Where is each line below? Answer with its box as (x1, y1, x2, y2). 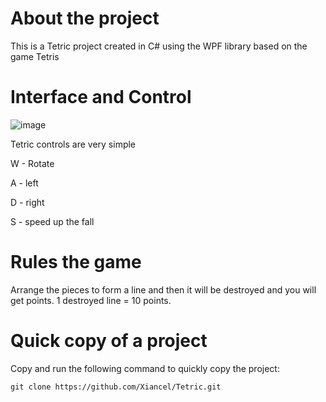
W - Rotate (10, 157, 55, 169)
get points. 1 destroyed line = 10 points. (10, 294, 172, 306)
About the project (10, 7, 160, 30)
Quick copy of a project (10, 330, 208, 352)
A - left (10, 177, 39, 189)
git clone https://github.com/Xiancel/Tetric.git (10, 382, 222, 392)
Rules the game (10, 251, 142, 274)
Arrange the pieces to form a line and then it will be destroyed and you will (10, 283, 317, 296)
